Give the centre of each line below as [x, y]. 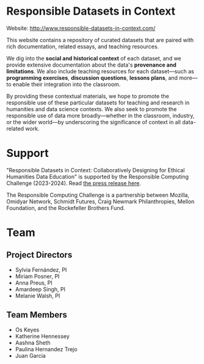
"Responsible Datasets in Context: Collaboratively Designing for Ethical [96, 170]
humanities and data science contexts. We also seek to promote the [92, 109]
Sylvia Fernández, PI [41, 269]
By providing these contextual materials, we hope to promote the [88, 96]
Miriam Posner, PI [37, 276]
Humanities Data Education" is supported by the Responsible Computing [98, 177]
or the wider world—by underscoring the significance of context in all [94, 122]
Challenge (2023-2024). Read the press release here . [74, 183]
